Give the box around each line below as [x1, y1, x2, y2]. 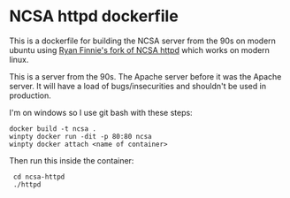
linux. [9, 54, 29, 65]
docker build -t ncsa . [9, 124, 97, 133]
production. [9, 90, 51, 101]
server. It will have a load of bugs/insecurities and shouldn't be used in [9, 80, 267, 91]
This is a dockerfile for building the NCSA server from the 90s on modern [9, 35, 277, 46]
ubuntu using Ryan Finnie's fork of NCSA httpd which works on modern [9, 44, 270, 55]
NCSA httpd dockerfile [9, 6, 179, 27]
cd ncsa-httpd [12, 172, 65, 181]
